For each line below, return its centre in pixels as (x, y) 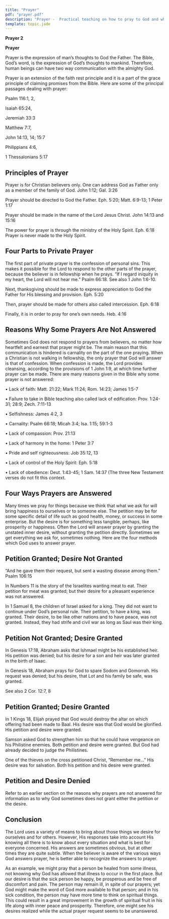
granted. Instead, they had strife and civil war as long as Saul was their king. (84, 622)
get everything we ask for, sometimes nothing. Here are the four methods (81, 537)
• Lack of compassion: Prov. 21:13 (40, 433)
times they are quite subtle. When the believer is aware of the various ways (83, 853)
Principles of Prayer (37, 173)
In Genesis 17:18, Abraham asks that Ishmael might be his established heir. (82, 650)
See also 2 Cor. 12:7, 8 (28, 691)
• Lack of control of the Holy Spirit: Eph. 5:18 (52, 463)
